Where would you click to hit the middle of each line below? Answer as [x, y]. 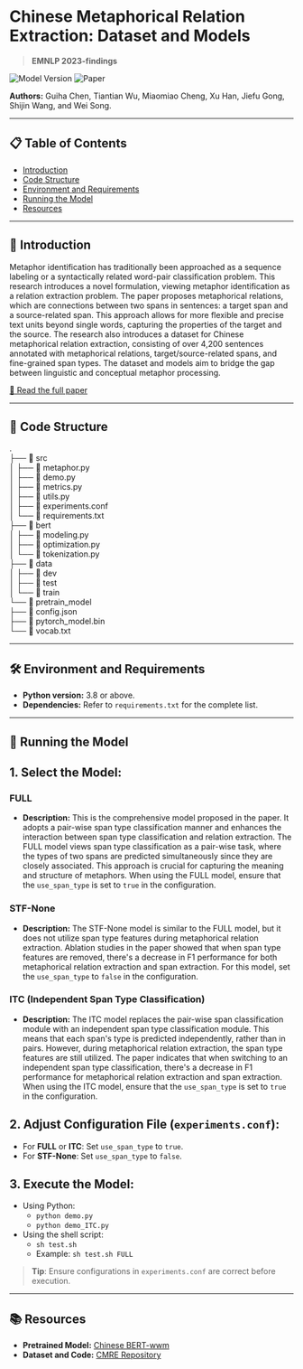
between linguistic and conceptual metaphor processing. [115, 372]
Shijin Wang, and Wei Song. [60, 105]
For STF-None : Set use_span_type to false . [102, 1156]
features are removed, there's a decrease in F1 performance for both [150, 957]
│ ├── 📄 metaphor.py [50, 468]
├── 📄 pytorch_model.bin [57, 622]
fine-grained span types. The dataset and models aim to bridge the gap [142, 362]
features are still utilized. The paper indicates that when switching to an [155, 1057]
